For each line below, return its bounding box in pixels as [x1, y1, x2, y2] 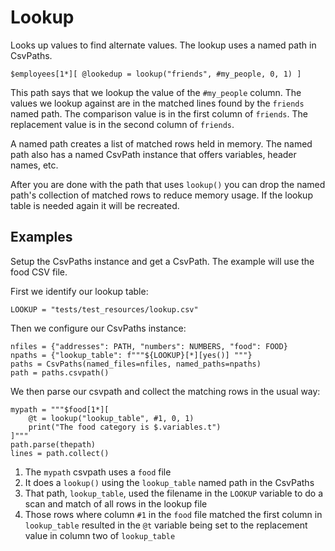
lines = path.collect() [10, 448, 110, 458]
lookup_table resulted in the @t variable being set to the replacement [24, 519, 308, 531]
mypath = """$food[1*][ [10, 404, 110, 415]
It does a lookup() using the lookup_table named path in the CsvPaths [24, 476, 315, 488]
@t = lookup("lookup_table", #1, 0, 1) [28, 413, 195, 423]
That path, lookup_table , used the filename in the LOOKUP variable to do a [24, 487, 324, 499]
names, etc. [10, 159, 59, 171]
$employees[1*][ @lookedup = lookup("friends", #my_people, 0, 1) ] [10, 69, 302, 79]
